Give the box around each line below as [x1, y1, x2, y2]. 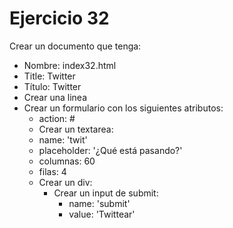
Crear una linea [23, 91, 87, 103]
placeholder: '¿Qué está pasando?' [38, 144, 183, 156]
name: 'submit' [68, 197, 131, 209]
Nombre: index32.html [23, 59, 117, 71]
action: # [38, 112, 76, 124]
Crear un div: [38, 176, 93, 188]
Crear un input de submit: [53, 187, 159, 199]
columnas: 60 [38, 155, 96, 167]
